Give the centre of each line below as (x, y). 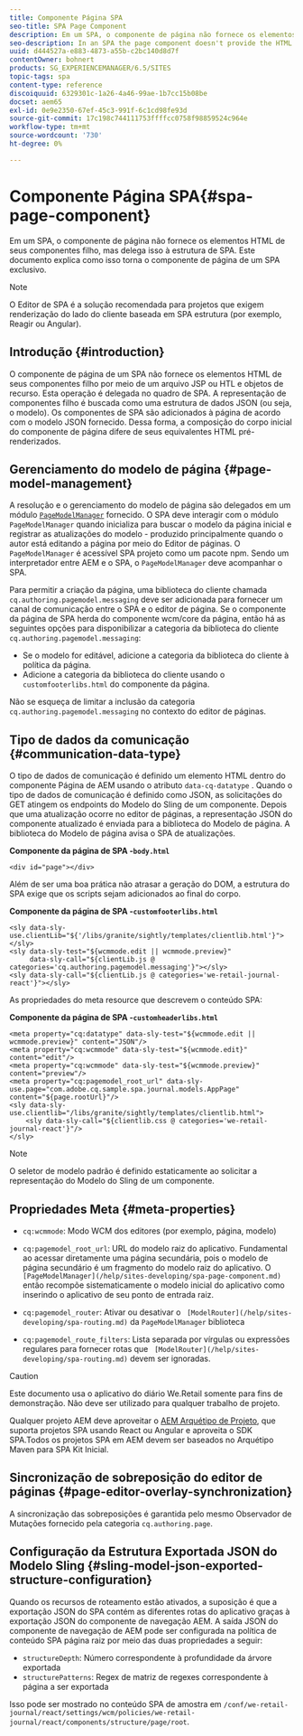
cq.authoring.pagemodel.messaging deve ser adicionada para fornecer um (146, 600)
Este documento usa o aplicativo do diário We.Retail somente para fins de (146, 1393)
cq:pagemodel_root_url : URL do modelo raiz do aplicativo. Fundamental (155, 1248)
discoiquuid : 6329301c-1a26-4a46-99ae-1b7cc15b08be (108, 93)
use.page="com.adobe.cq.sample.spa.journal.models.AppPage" (125, 1090)
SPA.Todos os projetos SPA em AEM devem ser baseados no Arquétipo (142, 1440)
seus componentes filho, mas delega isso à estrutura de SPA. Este (132, 250)
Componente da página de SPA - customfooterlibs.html (114, 911)
